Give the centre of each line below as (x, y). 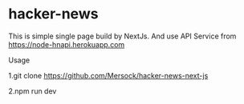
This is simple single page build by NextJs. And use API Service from (122, 36)
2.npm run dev (33, 91)
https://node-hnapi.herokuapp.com (67, 44)
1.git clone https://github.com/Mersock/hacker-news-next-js (108, 75)
